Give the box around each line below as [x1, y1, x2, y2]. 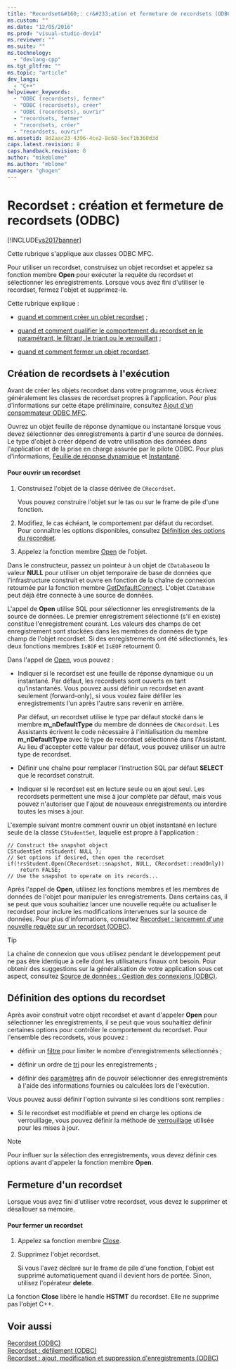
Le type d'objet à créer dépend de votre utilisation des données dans [7, 437, 207, 446]
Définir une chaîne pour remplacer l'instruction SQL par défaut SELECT [17, 764, 223, 772]
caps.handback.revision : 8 [7, 148, 86, 155]
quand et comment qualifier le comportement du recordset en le [17, 326, 204, 335]
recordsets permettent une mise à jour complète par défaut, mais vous [17, 792, 222, 800]
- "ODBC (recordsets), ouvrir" [13, 108, 105, 115]
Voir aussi [7, 1320, 52, 1332]
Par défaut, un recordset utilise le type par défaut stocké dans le [17, 712, 204, 721]
